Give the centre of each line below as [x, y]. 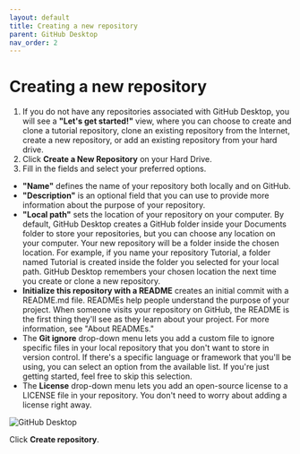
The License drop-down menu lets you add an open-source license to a [155, 386]
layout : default [39, 17]
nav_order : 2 [34, 43]
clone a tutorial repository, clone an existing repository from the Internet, [156, 131]
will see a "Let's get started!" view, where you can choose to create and [157, 121]
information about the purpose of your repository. [114, 205]
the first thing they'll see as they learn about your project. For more [146, 320]
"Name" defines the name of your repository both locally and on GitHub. [156, 186]
